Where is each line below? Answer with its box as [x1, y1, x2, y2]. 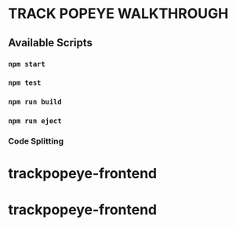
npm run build [8, 97, 62, 107]
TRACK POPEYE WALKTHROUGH [8, 5, 229, 23]
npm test [8, 78, 42, 87]
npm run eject [8, 117, 62, 126]
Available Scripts [8, 36, 93, 49]
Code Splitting [8, 136, 64, 147]
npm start [8, 60, 45, 68]
